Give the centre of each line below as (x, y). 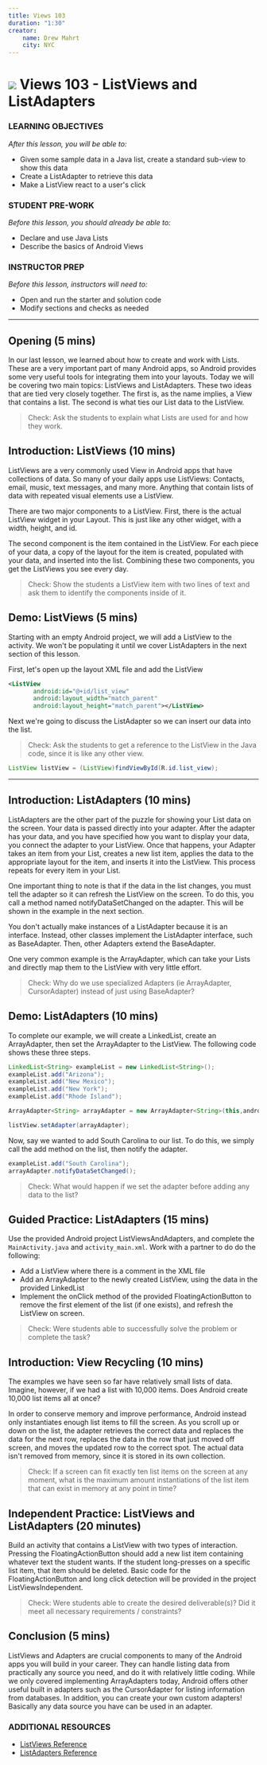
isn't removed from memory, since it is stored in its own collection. (117, 1456)
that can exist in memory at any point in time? (102, 1489)
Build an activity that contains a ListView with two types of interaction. (123, 1544)
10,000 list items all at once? (54, 1399)
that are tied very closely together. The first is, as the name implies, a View (130, 394)
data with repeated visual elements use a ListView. (91, 495)
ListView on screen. (52, 1314)
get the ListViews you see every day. (68, 568)
